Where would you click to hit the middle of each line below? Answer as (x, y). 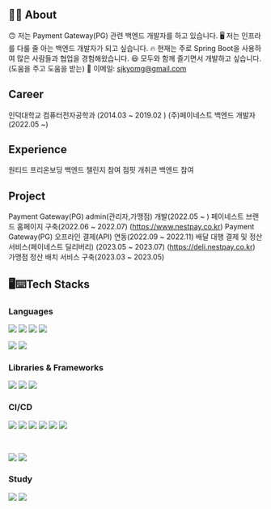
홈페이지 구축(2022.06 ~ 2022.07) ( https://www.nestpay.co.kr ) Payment (135, 227)
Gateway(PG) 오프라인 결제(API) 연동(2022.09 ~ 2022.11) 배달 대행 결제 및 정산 (135, 237)
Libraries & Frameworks (56, 367)
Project (27, 196)
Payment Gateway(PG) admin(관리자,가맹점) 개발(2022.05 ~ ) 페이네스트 (126, 216)
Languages (31, 311)
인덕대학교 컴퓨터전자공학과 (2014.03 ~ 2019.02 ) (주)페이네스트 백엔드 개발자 (132, 115)
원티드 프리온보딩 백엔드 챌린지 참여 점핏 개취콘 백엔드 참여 (101, 170)
